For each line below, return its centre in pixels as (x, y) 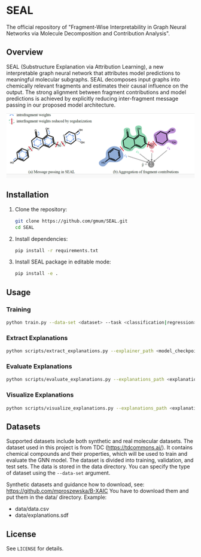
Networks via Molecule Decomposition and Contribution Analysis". (88, 33)
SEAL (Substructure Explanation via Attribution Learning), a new (85, 66)
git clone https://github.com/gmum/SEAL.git (71, 221)
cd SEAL (24, 227)
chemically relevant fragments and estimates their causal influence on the (97, 86)
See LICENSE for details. (35, 549)
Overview (25, 52)
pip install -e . (36, 274)
